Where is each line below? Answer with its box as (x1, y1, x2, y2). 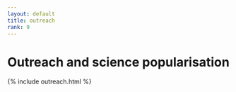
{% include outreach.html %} (7, 77, 92, 86)
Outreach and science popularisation (7, 54, 230, 70)
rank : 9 (7, 23, 30, 30)
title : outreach (7, 17, 55, 24)
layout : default (7, 10, 55, 18)
